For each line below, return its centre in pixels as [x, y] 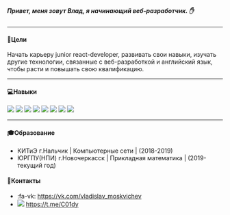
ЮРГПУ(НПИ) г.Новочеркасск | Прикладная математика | [102, 157]
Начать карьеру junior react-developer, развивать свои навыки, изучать [112, 55]
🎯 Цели [17, 39]
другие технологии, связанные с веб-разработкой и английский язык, [110, 62]
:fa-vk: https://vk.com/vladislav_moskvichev [79, 196]
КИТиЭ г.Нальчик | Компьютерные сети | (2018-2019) [95, 151]
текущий [29, 165]
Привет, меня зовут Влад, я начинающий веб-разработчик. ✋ [101, 10]
